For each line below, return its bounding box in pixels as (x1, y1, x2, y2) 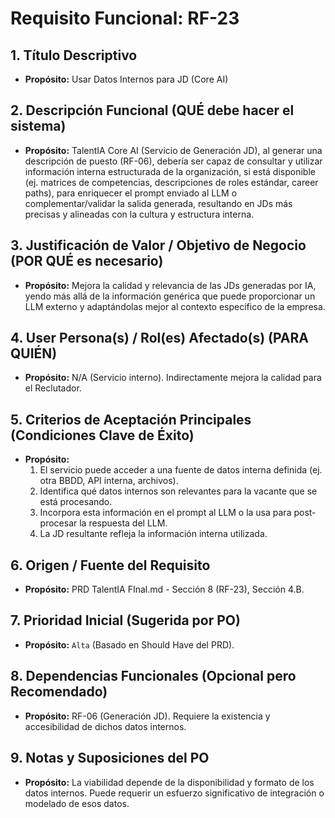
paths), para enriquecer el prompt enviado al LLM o (24, 187, 238, 199)
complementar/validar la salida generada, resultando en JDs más (24, 197, 293, 209)
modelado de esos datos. (24, 797, 130, 809)
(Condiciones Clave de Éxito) (10, 427, 195, 444)
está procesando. (39, 496, 113, 508)
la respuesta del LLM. (79, 517, 168, 529)
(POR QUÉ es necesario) (10, 253, 164, 270)
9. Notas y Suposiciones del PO (10, 750, 210, 767)
